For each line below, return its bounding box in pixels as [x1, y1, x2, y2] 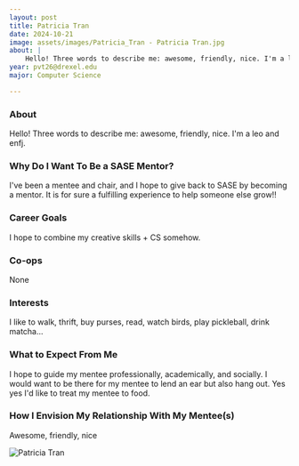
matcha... [9, 326, 44, 337]
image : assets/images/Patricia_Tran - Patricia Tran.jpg [9, 37, 225, 47]
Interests [9, 296, 49, 309]
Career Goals [9, 212, 68, 224]
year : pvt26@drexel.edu [9, 63, 98, 72]
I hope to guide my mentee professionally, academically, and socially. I [9, 368, 268, 379]
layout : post [9, 12, 58, 22]
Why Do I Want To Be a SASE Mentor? [9, 159, 174, 172]
